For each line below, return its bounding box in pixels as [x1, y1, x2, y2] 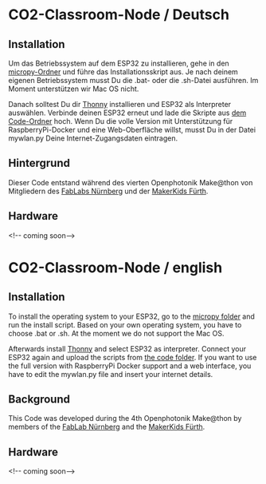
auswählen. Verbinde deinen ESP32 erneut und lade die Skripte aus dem [8, 108, 247, 117]
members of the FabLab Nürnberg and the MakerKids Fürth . [8, 422, 205, 432]
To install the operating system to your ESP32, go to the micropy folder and [8, 311, 255, 321]
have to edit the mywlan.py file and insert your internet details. [8, 369, 213, 379]
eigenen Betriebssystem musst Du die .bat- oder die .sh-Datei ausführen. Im [8, 76, 259, 85]
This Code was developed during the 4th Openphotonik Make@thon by [8, 414, 242, 423]
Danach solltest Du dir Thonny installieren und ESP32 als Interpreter [8, 100, 232, 109]
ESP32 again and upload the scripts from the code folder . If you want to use [8, 352, 257, 362]
